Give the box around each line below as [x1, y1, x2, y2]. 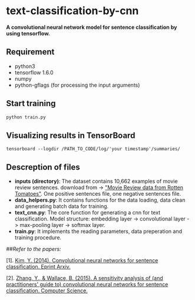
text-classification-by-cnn [6, 4, 139, 18]
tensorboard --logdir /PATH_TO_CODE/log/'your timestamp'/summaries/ [6, 146, 181, 152]
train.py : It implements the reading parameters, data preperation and [14, 228, 183, 235]
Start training [6, 98, 56, 108]
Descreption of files [6, 162, 81, 172]
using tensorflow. [6, 29, 50, 37]
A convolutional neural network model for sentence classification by [6, 24, 177, 31]
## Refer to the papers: [6, 246, 61, 253]
